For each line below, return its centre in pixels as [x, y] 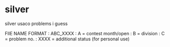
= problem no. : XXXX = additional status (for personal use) [67, 39]
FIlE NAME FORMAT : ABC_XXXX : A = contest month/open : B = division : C [85, 33]
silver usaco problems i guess [36, 24]
